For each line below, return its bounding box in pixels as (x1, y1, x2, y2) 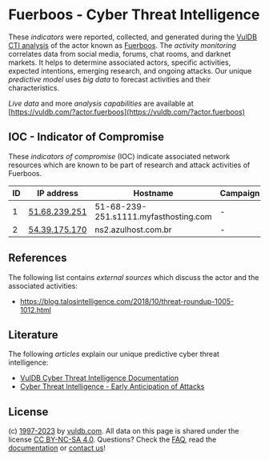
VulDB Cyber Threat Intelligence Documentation (19, 374, 179, 383)
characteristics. (8, 82, 60, 93)
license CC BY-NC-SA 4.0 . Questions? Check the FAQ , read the (8, 434, 217, 445)
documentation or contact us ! (8, 443, 106, 453)
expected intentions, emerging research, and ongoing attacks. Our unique (8, 66, 252, 75)
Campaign (219, 187, 260, 198)
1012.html (19, 305, 52, 314)
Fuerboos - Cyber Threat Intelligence (8, 6, 260, 24)
